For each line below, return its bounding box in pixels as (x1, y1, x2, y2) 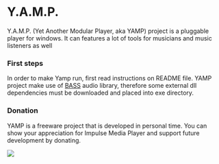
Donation (7, 106, 39, 115)
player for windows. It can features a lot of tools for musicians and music (7, 34, 212, 42)
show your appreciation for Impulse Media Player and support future (7, 128, 200, 137)
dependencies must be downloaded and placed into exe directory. (7, 89, 194, 97)
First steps (7, 58, 43, 68)
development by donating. (7, 136, 81, 144)
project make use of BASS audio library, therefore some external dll (7, 82, 197, 90)
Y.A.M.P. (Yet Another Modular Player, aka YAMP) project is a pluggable (7, 27, 209, 35)
